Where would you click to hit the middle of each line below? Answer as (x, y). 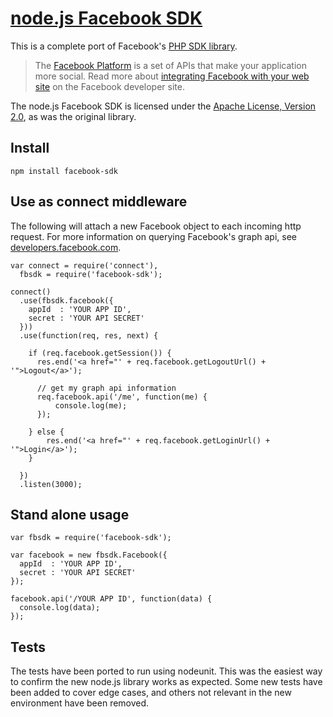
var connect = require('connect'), (84, 265)
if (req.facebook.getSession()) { (100, 353)
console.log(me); (91, 405)
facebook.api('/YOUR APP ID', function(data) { (111, 599)
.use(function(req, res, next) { (89, 335)
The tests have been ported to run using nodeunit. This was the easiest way (166, 671)
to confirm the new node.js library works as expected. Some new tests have (166, 682)
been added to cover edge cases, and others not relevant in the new (151, 693)
